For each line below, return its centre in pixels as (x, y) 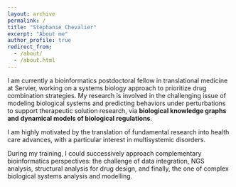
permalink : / (27, 21)
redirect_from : (30, 47)
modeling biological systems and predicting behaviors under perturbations (117, 103)
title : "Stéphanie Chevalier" (52, 27)
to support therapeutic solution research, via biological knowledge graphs (117, 110)
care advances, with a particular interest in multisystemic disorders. (107, 139)
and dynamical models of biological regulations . (80, 118)
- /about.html (34, 60)
